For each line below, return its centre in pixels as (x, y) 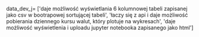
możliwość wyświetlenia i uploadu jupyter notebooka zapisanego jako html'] (100, 27)
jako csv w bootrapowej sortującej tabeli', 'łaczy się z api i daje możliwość (97, 15)
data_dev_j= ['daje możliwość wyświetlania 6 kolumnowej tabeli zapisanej (97, 9)
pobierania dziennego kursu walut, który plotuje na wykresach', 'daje (91, 21)
